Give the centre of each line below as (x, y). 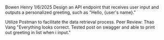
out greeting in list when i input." (38, 32)
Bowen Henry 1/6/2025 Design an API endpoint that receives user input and (82, 7)
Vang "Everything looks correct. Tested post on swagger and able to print (80, 27)
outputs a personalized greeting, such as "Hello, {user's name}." (70, 12)
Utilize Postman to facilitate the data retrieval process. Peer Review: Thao (80, 22)
